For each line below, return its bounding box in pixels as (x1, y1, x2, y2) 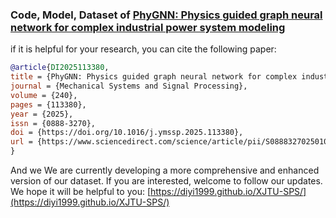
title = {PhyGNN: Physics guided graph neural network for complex (10, 72, 298, 82)
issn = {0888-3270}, (10, 118, 97, 128)
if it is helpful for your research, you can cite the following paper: (10, 43, 277, 55)
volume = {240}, (10, 90, 78, 100)
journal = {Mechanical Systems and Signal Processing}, (10, 81, 248, 92)
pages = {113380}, (10, 99, 87, 110)
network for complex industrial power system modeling (10, 20, 286, 34)
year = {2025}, (10, 109, 74, 119)
